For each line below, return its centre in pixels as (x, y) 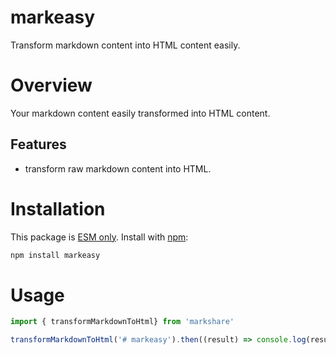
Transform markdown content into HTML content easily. (125, 45)
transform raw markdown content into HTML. (118, 168)
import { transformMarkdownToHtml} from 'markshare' (122, 322)
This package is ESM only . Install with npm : (99, 237)
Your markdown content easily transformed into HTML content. (140, 113)
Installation (58, 208)
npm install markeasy (55, 255)
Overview (51, 85)
